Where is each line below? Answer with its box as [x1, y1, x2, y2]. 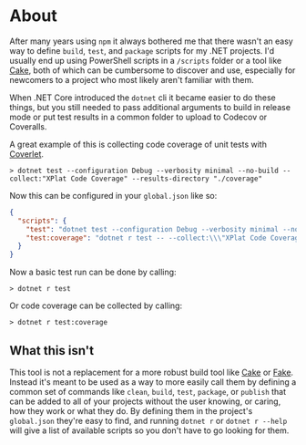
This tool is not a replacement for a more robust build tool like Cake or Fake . [9, 367, 294, 378]
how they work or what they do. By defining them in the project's [9, 406, 253, 416]
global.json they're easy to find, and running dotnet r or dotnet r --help [9, 416, 288, 426]
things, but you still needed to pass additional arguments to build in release [9, 101, 291, 112]
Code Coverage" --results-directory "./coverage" [70, 174, 262, 183]
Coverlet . [9, 148, 44, 160]
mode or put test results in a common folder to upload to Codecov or [9, 111, 268, 122]
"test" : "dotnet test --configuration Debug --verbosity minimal [25, 224, 280, 233]
